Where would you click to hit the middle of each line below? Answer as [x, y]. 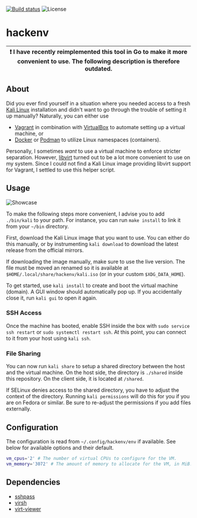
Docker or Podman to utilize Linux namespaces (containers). [88, 139]
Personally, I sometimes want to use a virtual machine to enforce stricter [93, 151]
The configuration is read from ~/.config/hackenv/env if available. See [91, 441]
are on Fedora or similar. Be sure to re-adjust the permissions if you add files [98, 403]
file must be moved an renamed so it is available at [67, 268]
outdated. [98, 69]
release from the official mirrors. [45, 250]
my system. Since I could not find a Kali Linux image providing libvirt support [98, 163]
